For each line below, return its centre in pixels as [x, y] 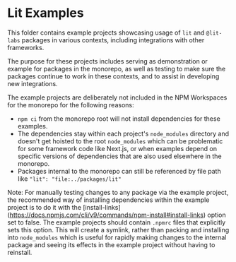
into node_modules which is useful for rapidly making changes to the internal [117, 237]
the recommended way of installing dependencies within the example [108, 200]
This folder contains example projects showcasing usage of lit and [106, 32]
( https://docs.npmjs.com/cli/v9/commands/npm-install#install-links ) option [117, 215]
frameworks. [26, 47]
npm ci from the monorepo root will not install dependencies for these [119, 119]
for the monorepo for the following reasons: [71, 105]
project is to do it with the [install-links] [64, 207]
